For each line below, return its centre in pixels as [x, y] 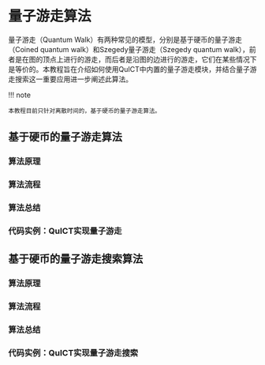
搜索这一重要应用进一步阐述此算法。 [73, 79]
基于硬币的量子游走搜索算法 [76, 259]
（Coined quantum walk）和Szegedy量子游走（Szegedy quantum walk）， [129, 49]
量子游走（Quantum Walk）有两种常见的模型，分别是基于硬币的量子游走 [125, 40]
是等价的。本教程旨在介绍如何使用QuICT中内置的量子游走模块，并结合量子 [129, 69]
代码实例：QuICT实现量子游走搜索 [73, 353]
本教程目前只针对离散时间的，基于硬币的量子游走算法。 [85, 111]
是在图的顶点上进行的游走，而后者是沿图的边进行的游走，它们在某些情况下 [136, 59]
